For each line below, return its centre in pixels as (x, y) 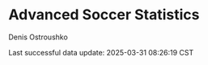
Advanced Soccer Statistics (104, 15)
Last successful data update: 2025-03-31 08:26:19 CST (101, 52)
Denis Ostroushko (38, 37)
